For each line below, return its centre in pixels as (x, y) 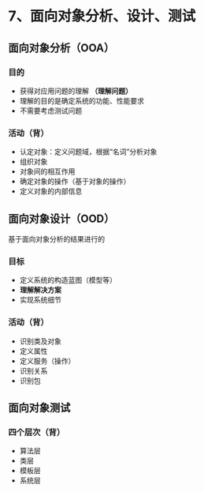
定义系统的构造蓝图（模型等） (68, 280)
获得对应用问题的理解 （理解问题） (76, 91)
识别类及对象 (40, 341)
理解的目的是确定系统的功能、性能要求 (82, 100)
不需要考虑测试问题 (51, 111)
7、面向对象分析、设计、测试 (102, 16)
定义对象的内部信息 (51, 191)
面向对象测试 (39, 407)
